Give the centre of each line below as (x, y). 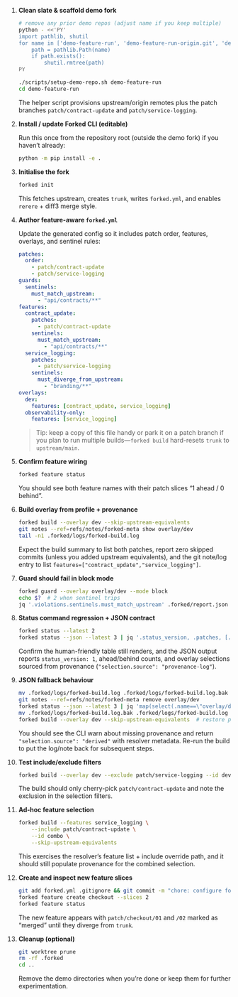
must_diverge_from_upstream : (80, 379)
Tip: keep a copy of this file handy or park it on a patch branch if (130, 433)
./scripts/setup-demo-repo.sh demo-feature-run (90, 82)
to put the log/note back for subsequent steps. (86, 748)
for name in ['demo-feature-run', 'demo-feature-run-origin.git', (118, 43)
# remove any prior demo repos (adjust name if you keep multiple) (120, 23)
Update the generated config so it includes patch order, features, (113, 233)
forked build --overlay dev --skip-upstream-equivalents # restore (121, 720)
